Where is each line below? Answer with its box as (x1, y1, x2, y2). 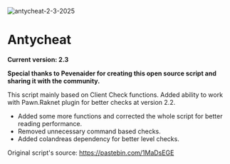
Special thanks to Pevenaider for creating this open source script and (7, 68, 217, 78)
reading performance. (17, 119, 83, 128)
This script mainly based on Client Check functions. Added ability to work (7, 90, 223, 99)
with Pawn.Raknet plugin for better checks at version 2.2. (7, 98, 176, 106)
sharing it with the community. (7, 76, 100, 85)
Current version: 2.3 (7, 55, 69, 63)
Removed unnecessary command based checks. (17, 127, 162, 135)
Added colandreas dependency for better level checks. (17, 134, 179, 143)
